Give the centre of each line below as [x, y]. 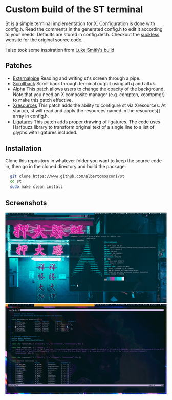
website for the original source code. [44, 40]
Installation [24, 148]
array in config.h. [31, 116]
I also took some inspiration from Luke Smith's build [60, 50]
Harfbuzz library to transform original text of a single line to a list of [83, 127]
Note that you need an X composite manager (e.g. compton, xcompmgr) [89, 94]
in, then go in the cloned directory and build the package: [66, 166]
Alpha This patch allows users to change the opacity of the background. [89, 89]
